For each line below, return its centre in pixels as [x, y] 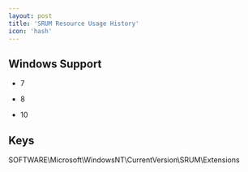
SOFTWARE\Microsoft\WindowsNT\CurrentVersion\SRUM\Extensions [124, 160]
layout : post [30, 16]
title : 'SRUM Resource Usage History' [74, 24]
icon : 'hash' [30, 31]
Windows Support [55, 64]
